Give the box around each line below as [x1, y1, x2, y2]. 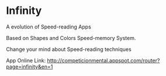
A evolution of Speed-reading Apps [6, 23, 92, 30]
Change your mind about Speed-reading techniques [6, 45, 132, 53]
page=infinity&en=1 [6, 63, 53, 70]
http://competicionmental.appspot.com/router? [47, 57, 160, 64]
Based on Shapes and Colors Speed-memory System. [6, 34, 136, 41]
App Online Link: [6, 57, 46, 64]
